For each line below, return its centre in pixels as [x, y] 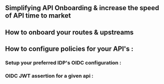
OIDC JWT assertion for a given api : [49, 76]
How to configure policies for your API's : [69, 49]
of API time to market [38, 16]
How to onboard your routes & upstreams [69, 32]
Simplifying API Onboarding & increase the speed [82, 8]
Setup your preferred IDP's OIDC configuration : [63, 63]
